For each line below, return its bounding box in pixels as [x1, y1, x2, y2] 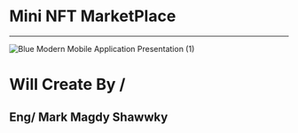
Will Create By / [9, 75, 126, 94]
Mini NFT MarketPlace [9, 6, 176, 26]
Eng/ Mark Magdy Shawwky [9, 109, 169, 124]
